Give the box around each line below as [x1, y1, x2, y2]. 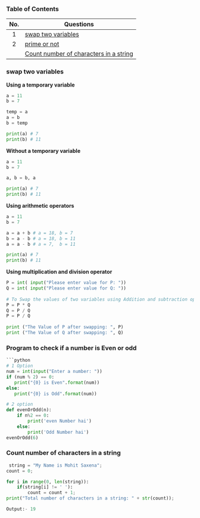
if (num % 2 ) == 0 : [6, 374, 55, 380]
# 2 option [6, 402, 33, 408]
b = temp [6, 120, 28, 127]
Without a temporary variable [6, 147, 81, 154]
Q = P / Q [6, 307, 31, 313]
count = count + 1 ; [27, 490, 76, 496]
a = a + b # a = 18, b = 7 [6, 230, 73, 236]
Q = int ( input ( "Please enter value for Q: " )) [6, 285, 127, 291]
